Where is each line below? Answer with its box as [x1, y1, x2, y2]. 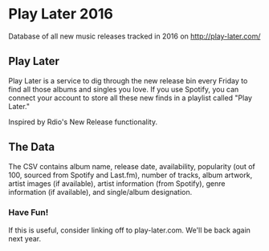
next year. [8, 233, 42, 243]
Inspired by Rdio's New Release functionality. [8, 117, 158, 127]
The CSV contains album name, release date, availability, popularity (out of [8, 161, 255, 171]
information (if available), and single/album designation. [8, 187, 193, 196]
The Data [8, 140, 55, 154]
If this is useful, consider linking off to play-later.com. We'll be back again [8, 225, 251, 235]
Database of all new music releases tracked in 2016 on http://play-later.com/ [8, 31, 261, 41]
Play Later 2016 [8, 5, 114, 23]
